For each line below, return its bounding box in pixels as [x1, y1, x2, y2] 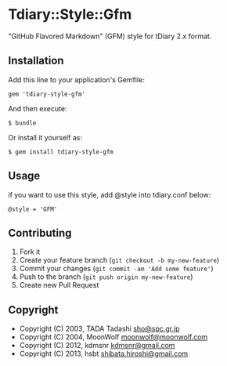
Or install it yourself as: [8, 132, 82, 142]
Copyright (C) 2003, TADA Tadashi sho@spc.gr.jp [19, 324, 180, 334]
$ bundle [8, 119, 37, 127]
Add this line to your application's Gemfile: [8, 74, 145, 84]
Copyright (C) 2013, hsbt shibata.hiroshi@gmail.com [19, 349, 189, 358]
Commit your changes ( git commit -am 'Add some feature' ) [19, 264, 214, 274]
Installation [8, 54, 64, 67]
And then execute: [8, 103, 67, 113]
